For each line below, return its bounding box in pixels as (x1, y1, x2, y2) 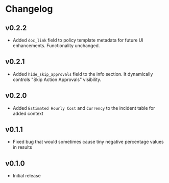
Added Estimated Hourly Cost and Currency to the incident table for (12, 105, 155, 111)
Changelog (5, 3, 53, 15)
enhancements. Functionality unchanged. (12, 43, 100, 49)
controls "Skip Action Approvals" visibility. (12, 76, 102, 83)
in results (12, 144, 32, 150)
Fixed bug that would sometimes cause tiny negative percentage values (12, 139, 164, 145)
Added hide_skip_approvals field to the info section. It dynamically (12, 71, 153, 77)
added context (12, 110, 43, 116)
